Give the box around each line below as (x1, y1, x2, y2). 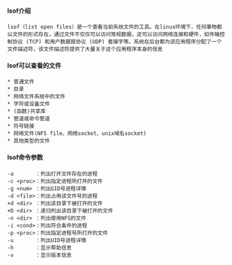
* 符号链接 (7, 122, 35, 130)
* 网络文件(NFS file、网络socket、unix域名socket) (7, 130, 147, 137)
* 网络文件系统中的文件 (7, 93, 66, 100)
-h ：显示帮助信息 (7, 244, 72, 251)
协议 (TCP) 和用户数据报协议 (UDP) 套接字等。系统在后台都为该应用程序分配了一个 (12, 38, 222, 45)
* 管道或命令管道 (7, 115, 50, 122)
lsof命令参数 (7, 153, 43, 161)
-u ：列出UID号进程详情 (7, 236, 87, 243)
